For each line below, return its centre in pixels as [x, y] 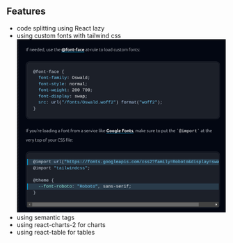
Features [26, 11]
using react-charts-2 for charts [61, 225]
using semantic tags [45, 217]
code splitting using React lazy [61, 28]
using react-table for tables [56, 233]
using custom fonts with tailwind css [69, 35]
